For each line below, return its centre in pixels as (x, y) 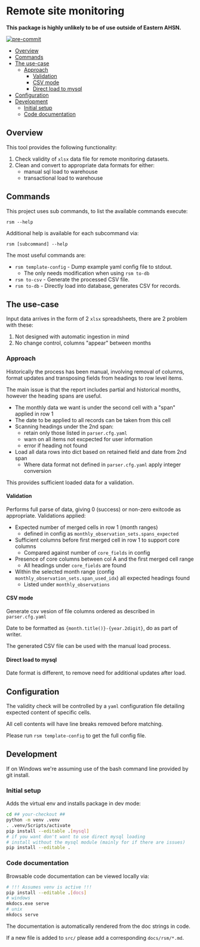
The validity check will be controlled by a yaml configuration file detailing (96, 706)
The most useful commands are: (46, 255)
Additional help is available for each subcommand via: (73, 233)
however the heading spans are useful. (54, 396)
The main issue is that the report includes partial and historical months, (93, 389)
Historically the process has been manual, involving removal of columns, (95, 371)
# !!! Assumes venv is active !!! (49, 887)
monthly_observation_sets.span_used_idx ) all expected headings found (102, 578)
